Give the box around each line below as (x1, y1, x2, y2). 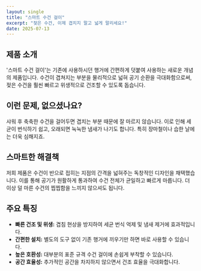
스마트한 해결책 (6, 152, 59, 162)
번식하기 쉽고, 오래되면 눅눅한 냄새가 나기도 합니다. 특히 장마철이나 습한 (17, 125, 184, 132)
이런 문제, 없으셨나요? (6, 100, 82, 111)
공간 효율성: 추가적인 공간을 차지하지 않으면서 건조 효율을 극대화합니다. (14, 258, 180, 265)
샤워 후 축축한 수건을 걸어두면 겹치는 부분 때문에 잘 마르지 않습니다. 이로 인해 (6, 118, 185, 125)
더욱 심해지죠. (12, 133, 45, 140)
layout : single (6, 8, 44, 15)
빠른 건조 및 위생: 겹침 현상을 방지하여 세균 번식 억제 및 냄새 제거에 (14, 221, 170, 228)
